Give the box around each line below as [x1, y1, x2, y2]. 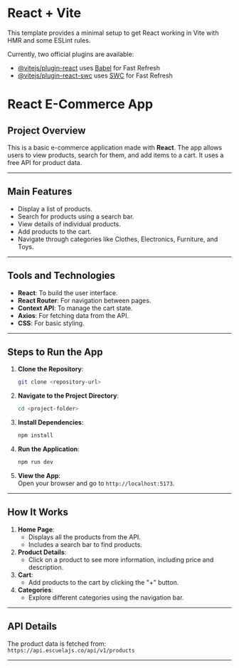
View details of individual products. [17, 219, 121, 228]
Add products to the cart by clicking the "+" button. [28, 578, 179, 586]
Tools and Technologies [7, 270, 116, 282]
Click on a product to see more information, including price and [28, 555, 214, 563]
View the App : [17, 471, 61, 479]
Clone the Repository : [17, 365, 84, 373]
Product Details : [17, 548, 67, 556]
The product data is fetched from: [7, 639, 107, 648]
